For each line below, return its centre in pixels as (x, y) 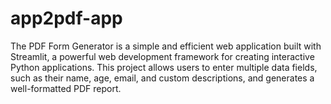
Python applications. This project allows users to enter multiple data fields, (164, 67)
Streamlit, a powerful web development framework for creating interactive (162, 56)
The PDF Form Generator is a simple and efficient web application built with (166, 46)
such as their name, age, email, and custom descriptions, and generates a (162, 78)
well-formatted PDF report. (66, 88)
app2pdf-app (66, 18)
